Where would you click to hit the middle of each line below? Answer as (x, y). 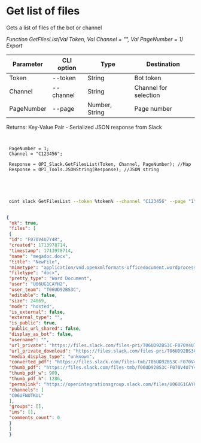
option (67, 68)
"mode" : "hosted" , (32, 307)
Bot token (148, 78)
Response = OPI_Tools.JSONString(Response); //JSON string (84, 169)
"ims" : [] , (22, 412)
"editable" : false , (33, 295)
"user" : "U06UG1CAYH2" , (38, 284)
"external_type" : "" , (36, 318)
